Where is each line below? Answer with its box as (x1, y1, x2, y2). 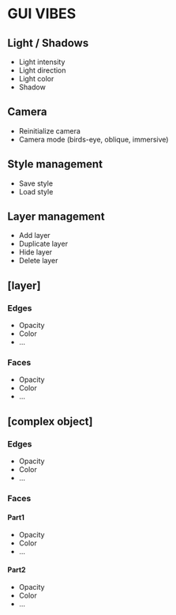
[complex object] (7, 414, 93, 428)
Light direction (18, 66, 66, 75)
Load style (18, 187, 54, 196)
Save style (18, 179, 53, 188)
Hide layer (18, 247, 53, 257)
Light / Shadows (7, 36, 89, 50)
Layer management (7, 210, 105, 224)
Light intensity (18, 57, 66, 66)
